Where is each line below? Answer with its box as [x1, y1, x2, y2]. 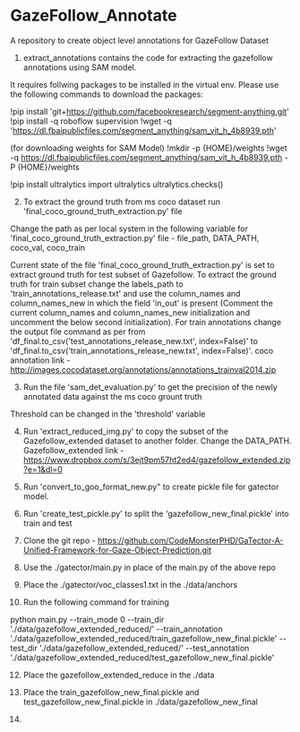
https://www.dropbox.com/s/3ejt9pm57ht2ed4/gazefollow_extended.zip [22, 454, 291, 465]
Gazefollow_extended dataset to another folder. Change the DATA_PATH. [22, 435, 292, 446]
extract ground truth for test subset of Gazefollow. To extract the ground [10, 269, 277, 280]
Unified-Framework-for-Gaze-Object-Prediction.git [22, 544, 212, 555]
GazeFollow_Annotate [10, 5, 177, 26]
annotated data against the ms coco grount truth [22, 391, 202, 401]
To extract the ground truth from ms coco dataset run [22, 196, 220, 207]
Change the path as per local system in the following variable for [10, 223, 249, 234]
